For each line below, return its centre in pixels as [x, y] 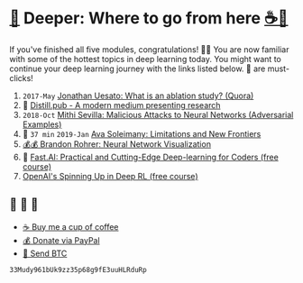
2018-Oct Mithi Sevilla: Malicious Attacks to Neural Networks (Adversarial [158, 114]
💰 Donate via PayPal [61, 240]
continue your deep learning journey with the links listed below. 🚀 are [138, 68]
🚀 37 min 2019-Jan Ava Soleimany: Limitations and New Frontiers [142, 133]
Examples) [42, 124]
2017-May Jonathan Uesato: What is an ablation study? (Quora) [138, 96]
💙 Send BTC [45, 253]
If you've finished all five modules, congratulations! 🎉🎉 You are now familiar [149, 49]
